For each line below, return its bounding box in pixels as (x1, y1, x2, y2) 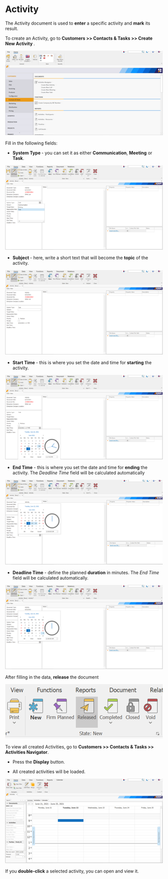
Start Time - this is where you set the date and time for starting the (12, 359, 152, 365)
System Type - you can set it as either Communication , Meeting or (12, 150, 152, 156)
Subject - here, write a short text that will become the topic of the (12, 255, 148, 261)
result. (5, 25, 18, 31)
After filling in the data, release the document (5, 674, 99, 680)
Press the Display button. (12, 758, 65, 764)
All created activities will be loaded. (12, 768, 86, 775)
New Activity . (5, 40, 35, 46)
